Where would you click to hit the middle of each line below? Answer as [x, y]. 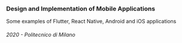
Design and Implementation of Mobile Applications [81, 9]
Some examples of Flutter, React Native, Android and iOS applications [91, 21]
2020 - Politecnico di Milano [41, 34]
